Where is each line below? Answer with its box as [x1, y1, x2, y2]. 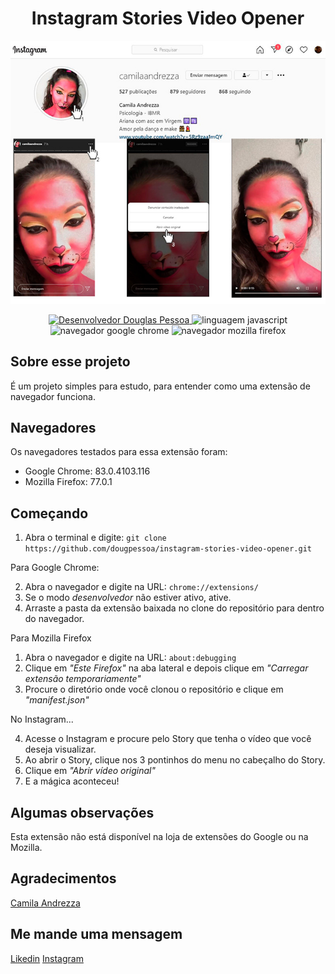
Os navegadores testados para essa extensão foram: [10, 446, 228, 458]
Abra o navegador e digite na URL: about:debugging [24, 652, 237, 664]
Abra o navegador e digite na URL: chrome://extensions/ [24, 581, 259, 593]
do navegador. [24, 613, 85, 625]
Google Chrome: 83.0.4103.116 [24, 465, 151, 477]
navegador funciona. [10, 390, 96, 402]
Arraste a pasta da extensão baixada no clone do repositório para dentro [24, 602, 325, 614]
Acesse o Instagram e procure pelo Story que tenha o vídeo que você [24, 733, 312, 745]
